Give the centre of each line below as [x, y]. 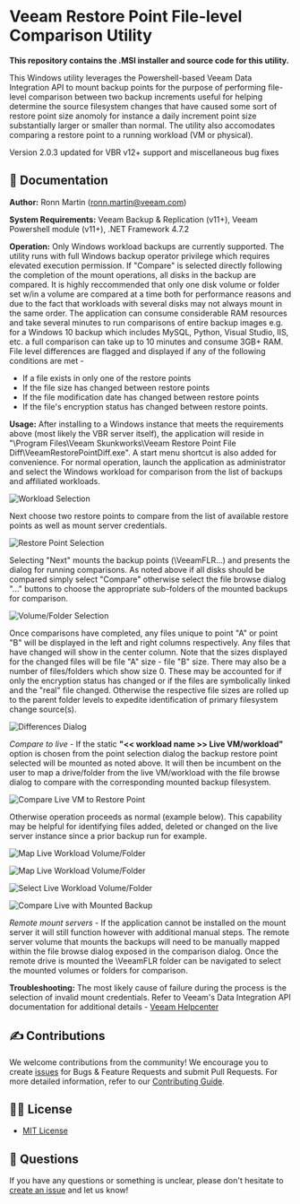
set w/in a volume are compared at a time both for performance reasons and [150, 294]
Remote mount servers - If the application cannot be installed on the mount [148, 922]
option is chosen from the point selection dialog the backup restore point [144, 753]
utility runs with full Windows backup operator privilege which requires [140, 256]
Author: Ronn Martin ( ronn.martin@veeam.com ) [98, 202]
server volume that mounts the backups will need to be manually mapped [145, 941]
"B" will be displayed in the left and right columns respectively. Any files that [150, 642]
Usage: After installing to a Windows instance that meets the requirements [146, 424]
